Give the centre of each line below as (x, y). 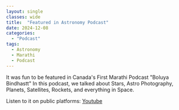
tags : (13, 44)
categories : (21, 33)
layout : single (25, 11)
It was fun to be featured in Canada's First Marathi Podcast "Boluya (87, 77)
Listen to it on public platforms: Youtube (54, 101)
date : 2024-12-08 (27, 28)
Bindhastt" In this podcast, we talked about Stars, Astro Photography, (90, 83)
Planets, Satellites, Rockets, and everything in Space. (70, 90)
